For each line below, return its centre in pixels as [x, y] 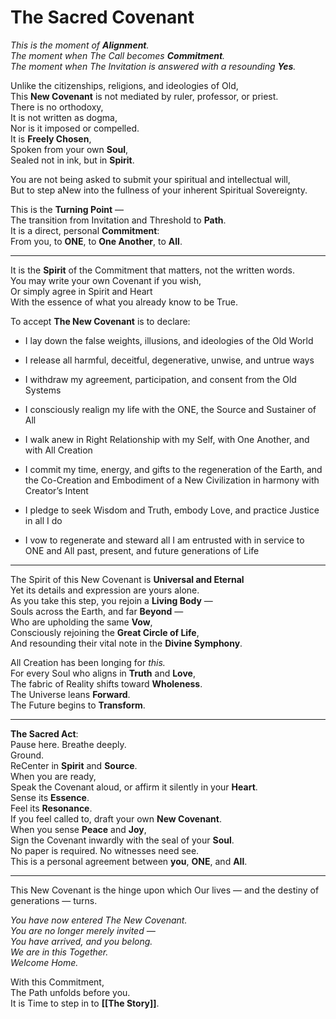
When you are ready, [53, 776]
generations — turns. [54, 900]
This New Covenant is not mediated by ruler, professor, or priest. [144, 96]
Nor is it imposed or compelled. [75, 128]
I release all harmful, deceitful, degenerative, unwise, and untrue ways [169, 360]
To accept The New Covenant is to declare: [100, 321]
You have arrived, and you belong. [81, 941]
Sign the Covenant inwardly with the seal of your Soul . [122, 840]
